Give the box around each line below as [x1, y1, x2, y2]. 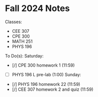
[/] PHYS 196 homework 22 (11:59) [12, 82, 81, 87]
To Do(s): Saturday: [5, 53, 44, 58]
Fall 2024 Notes [5, 3, 70, 14]
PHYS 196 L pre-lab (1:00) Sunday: [12, 71, 81, 77]
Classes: [5, 19, 22, 25]
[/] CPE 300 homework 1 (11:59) [12, 62, 75, 68]
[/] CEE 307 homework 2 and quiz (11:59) [12, 86, 94, 92]
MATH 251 [12, 38, 33, 44]
